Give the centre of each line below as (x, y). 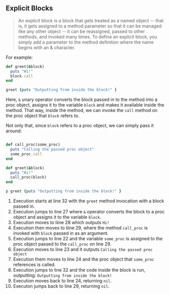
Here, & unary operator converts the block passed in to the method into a (82, 100)
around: (14, 131)
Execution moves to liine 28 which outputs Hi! (61, 223)
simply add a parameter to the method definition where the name (86, 42)
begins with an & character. (47, 47)
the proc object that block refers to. (43, 116)
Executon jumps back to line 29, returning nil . (61, 286)
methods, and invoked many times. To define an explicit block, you (88, 36)
